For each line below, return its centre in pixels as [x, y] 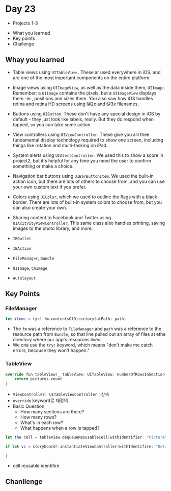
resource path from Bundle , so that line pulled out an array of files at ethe [89, 334]
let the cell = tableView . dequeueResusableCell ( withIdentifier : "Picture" [86, 437]
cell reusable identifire [36, 465]
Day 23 [21, 9]
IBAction [22, 248]
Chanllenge [24, 482]
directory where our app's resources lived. [57, 340]
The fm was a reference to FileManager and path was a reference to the [87, 329]
